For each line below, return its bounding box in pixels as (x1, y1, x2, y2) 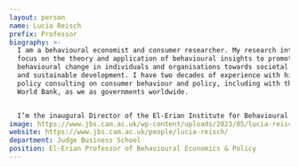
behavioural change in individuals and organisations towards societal (17, 63, 289, 72)
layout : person (9, 12, 66, 22)
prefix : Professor (9, 29, 77, 38)
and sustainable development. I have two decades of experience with (17, 71, 280, 80)
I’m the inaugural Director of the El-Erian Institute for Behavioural (17, 111, 289, 120)
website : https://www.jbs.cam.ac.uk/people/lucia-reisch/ (9, 128, 229, 137)
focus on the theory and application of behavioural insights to (17, 54, 265, 63)
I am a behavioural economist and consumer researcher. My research (17, 46, 277, 55)
